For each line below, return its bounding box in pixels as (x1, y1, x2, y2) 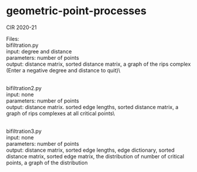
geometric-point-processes (6, 4, 147, 18)
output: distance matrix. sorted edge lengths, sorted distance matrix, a (6, 103, 179, 110)
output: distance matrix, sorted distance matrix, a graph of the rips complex (6, 60, 191, 68)
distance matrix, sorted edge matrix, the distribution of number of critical (6, 152, 185, 160)
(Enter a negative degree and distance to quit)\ (6, 66, 120, 74)
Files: (6, 35, 20, 42)
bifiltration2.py (6, 84, 42, 91)
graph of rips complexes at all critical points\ (6, 110, 115, 117)
